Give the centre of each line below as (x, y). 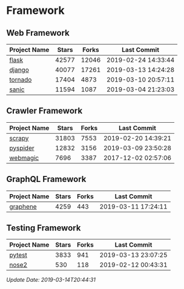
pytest (18, 255)
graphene (23, 206)
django (19, 70)
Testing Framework (44, 228)
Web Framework (38, 33)
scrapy (19, 138)
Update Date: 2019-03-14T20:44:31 (51, 280)
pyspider (22, 148)
